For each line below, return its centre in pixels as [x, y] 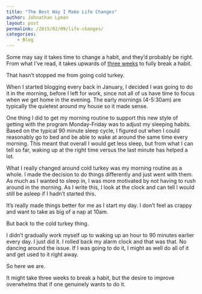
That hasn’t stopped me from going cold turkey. [65, 75]
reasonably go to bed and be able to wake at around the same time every [97, 137]
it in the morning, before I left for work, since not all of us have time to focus [100, 93]
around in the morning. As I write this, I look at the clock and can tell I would [100, 187]
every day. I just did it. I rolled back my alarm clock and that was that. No [96, 241]
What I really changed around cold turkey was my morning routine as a [94, 168]
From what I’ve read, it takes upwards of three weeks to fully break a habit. [99, 63]
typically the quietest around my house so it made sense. [77, 106]
